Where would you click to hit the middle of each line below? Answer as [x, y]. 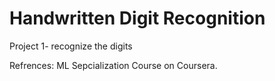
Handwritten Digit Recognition [137, 18]
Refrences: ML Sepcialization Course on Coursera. [113, 65]
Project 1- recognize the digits [71, 46]
